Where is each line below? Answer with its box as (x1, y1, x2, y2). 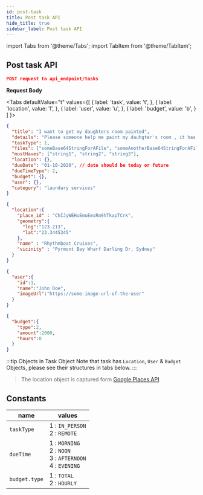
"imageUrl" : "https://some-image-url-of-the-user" (17, 291, 145, 297)
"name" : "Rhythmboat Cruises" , (17, 241, 98, 247)
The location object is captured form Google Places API (21, 376, 159, 383)
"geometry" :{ (17, 218, 50, 224)
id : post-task (6, 8, 42, 15)
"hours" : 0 (17, 335, 42, 341)
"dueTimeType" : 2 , (11, 167, 59, 174)
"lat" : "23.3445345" (22, 229, 71, 236)
